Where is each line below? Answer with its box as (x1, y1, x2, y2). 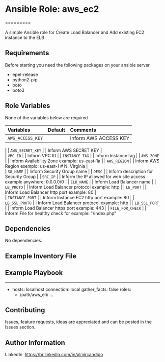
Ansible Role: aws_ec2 (5, 3, 99, 15)
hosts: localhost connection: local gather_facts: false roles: (12, 286, 132, 292)
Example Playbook (5, 269, 63, 277)
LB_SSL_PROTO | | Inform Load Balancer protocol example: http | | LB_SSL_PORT (5, 200, 159, 206)
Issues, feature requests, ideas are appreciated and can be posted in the (5, 319, 152, 325)
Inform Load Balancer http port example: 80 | (5, 189, 97, 195)
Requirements (5, 49, 49, 57)
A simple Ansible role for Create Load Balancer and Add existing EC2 (5, 29, 145, 35)
